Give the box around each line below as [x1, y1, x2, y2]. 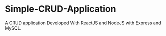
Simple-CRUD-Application [5, 3, 116, 15]
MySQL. [5, 25, 22, 31]
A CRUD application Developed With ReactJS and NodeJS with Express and [5, 20, 161, 26]
